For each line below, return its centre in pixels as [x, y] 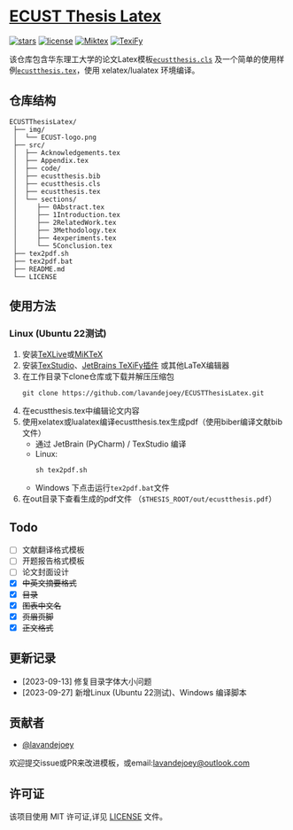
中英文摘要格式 [49, 583]
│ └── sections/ [45, 199]
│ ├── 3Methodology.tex [65, 230]
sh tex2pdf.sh [61, 470]
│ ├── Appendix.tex [51, 160]
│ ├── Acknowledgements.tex [67, 152]
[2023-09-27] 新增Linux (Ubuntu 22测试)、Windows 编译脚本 [134, 692]
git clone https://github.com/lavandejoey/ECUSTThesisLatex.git [143, 393]
